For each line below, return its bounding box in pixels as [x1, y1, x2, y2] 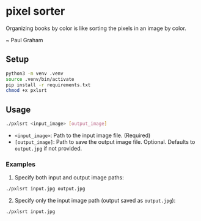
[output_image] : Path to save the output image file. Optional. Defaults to [14, 138, 196, 145]
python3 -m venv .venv [5, 70, 64, 77]
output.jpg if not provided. [14, 144, 82, 152]
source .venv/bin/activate [5, 76, 75, 82]
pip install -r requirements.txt [5, 81, 91, 88]
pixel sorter [5, 4, 65, 18]
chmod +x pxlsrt [5, 88, 47, 94]
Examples [5, 160, 36, 168]
